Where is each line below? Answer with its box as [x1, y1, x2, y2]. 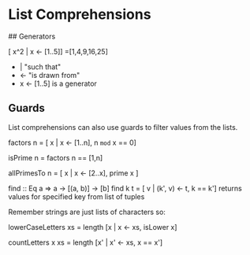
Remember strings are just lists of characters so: [8, 207, 166, 216]
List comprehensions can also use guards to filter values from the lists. [8, 122, 238, 131]
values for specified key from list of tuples [8, 191, 145, 201]
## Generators [8, 31, 56, 41]
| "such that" [19, 61, 62, 72]
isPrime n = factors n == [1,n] [8, 153, 103, 162]
